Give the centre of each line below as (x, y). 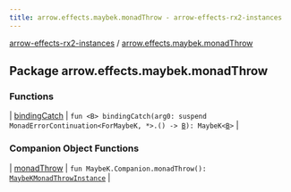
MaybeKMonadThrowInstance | (60, 177)
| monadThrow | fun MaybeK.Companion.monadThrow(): (108, 168)
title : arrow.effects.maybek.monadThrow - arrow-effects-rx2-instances (145, 17)
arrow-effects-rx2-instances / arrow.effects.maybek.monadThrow (131, 43)
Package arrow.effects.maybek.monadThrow (139, 71)
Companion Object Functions (74, 148)
